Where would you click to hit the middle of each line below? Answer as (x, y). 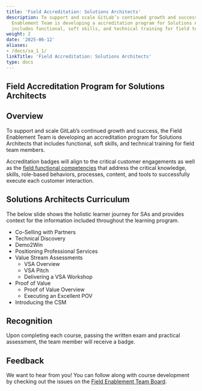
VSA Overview (42, 264)
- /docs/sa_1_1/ (26, 51)
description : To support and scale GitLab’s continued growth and (91, 17)
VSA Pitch (36, 270)
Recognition (29, 321)
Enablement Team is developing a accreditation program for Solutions (102, 23)
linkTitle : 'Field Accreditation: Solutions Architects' (79, 56)
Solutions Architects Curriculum (68, 200)
